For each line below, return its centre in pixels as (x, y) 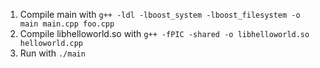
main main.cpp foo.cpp (67, 24)
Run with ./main (52, 53)
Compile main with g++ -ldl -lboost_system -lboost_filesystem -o (160, 14)
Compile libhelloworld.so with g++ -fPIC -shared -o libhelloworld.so (164, 33)
